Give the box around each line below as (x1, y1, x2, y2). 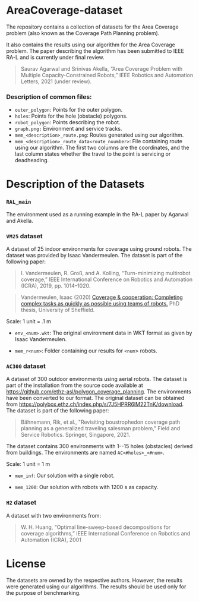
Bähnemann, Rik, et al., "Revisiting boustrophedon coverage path (20, 418, 181, 426)
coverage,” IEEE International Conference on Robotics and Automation (20, 276, 193, 283)
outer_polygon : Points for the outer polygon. (14, 106, 123, 114)
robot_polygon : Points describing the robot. (14, 119, 121, 126)
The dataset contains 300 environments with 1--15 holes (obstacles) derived (6, 443, 193, 450)
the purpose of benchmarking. (6, 589, 81, 596)
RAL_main (6, 198, 31, 206)
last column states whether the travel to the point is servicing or (14, 150, 171, 157)
